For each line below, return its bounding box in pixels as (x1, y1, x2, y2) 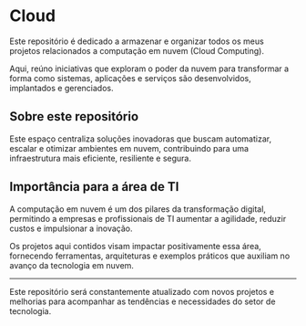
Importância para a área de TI (9, 179, 179, 195)
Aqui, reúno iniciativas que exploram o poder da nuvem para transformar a (9, 63, 290, 74)
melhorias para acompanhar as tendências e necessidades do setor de (9, 296, 276, 307)
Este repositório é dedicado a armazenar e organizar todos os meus (9, 36, 264, 47)
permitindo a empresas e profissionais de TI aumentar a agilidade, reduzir (9, 213, 287, 224)
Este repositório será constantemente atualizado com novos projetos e (9, 286, 275, 297)
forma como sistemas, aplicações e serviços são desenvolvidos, (9, 72, 252, 83)
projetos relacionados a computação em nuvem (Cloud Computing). (9, 45, 265, 56)
